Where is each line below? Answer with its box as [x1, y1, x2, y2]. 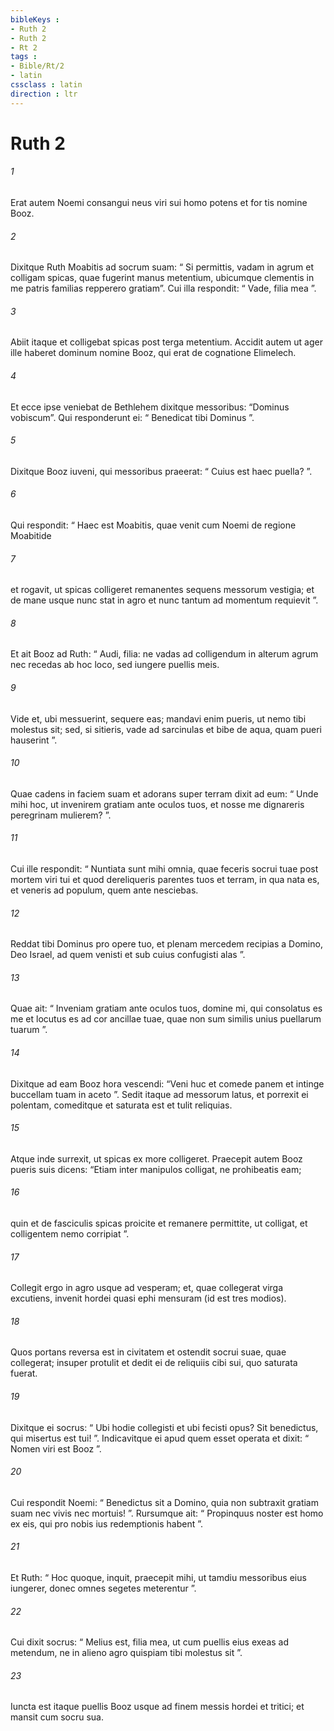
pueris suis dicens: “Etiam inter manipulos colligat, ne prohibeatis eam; [10, 1163, 302, 1175]
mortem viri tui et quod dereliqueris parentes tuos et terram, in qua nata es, [10, 874, 320, 886]
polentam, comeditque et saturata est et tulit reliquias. [10, 1099, 233, 1111]
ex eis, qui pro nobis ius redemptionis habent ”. [10, 1517, 204, 1530]
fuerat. [10, 1367, 38, 1380]
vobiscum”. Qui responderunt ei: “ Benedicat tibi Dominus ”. [10, 411, 255, 423]
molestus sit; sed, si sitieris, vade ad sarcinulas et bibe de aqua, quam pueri [10, 723, 322, 735]
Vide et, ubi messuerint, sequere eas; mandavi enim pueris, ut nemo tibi [10, 712, 307, 725]
